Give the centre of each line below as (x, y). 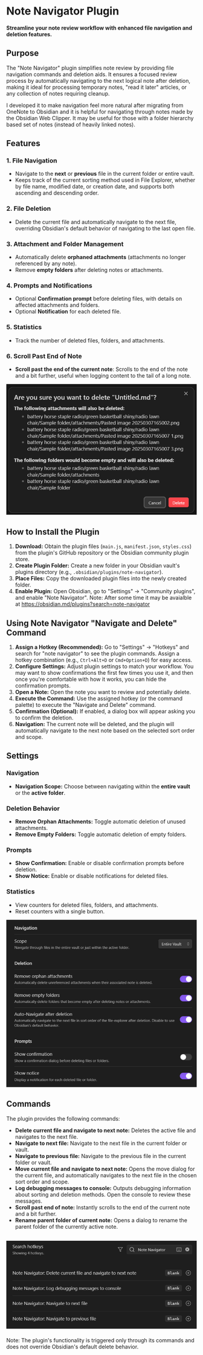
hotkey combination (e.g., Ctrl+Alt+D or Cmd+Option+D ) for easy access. (103, 660)
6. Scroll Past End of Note (44, 356)
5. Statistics (24, 327)
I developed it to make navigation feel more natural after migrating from (95, 105)
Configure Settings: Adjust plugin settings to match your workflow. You (104, 666)
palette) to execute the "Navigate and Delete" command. (85, 705)
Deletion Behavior (33, 808)
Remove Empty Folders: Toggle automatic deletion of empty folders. (101, 834)
